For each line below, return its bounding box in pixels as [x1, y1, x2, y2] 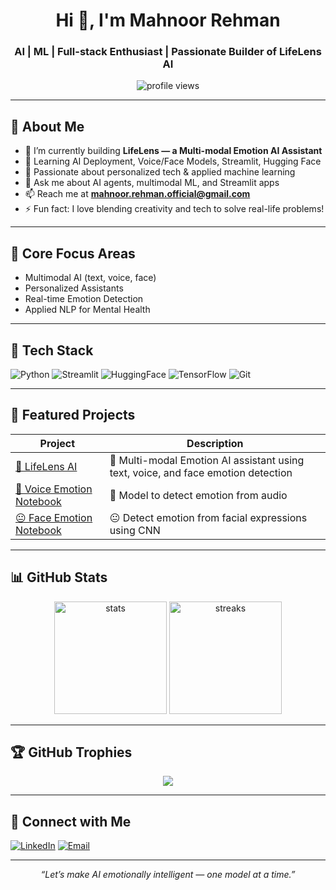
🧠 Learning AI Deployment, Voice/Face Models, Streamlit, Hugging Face [24, 155, 322, 168]
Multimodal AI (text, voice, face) [24, 272, 157, 284]
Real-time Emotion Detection [24, 293, 144, 305]
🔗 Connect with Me [10, 813, 132, 830]
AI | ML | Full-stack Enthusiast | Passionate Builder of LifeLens [14, 45, 322, 59]
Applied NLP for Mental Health [24, 304, 151, 316]
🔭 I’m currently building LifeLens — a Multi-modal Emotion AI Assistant [24, 145, 323, 157]
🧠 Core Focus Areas [10, 245, 136, 262]
